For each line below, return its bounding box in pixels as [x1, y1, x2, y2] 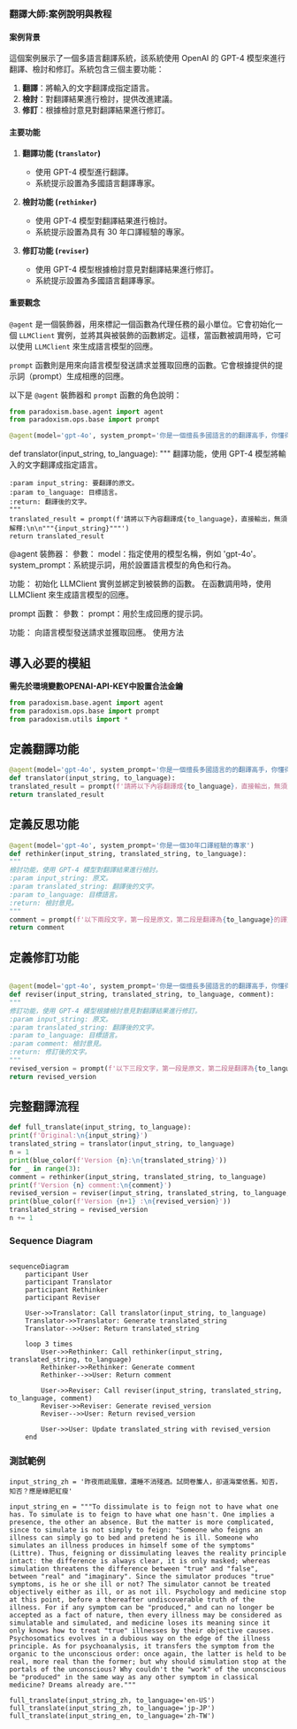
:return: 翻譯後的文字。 [9, 498, 91, 506]
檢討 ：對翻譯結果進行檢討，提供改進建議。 [21, 94, 178, 104]
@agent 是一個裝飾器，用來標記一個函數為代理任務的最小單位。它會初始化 [9, 319, 276, 329]
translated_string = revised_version [9, 1206, 148, 1215]
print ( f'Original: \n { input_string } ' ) [9, 1131, 148, 1140]
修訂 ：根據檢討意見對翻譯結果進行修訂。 [21, 104, 170, 116]
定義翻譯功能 [9, 741, 80, 756]
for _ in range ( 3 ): [9, 1164, 81, 1173]
